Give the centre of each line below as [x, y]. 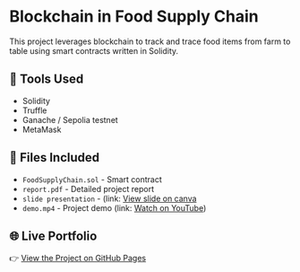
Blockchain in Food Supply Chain [134, 17]
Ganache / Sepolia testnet [70, 119]
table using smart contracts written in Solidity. [94, 50]
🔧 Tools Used [47, 79]
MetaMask [42, 129]
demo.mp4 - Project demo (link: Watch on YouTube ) [114, 207]
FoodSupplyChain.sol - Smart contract [92, 179]
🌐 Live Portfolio [53, 236]
